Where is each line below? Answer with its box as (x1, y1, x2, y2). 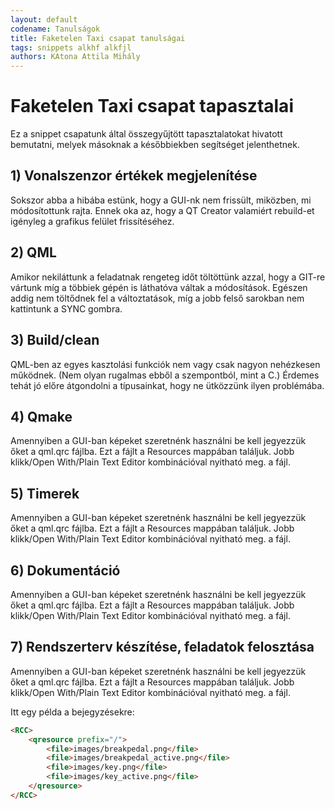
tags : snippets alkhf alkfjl (10, 42, 132, 53)
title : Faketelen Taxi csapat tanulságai (10, 33, 186, 43)
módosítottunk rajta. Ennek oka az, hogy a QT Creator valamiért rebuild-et (10, 204, 315, 216)
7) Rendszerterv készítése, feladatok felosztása (10, 639, 315, 656)
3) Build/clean (10, 332, 100, 349)
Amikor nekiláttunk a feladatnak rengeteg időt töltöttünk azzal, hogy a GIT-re (10, 271, 326, 283)
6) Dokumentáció (10, 562, 121, 579)
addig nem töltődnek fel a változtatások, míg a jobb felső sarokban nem (10, 292, 305, 304)
